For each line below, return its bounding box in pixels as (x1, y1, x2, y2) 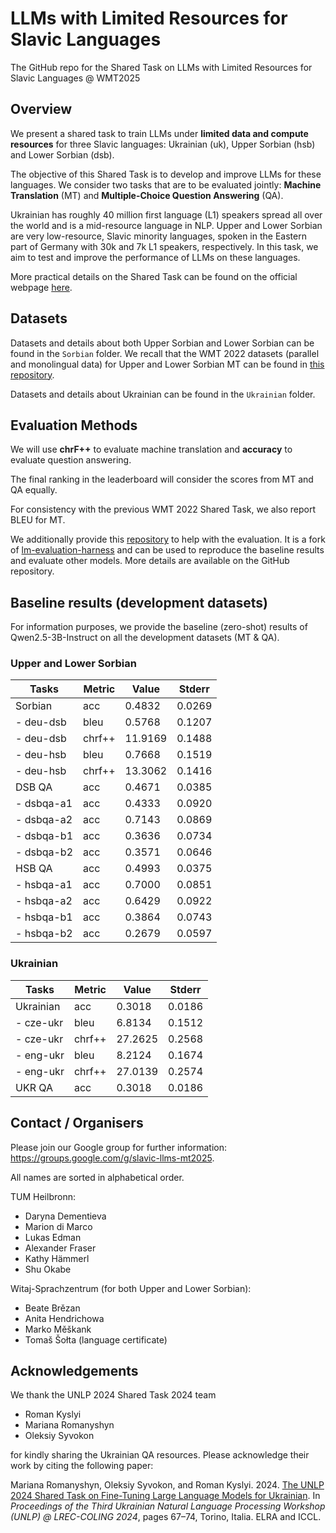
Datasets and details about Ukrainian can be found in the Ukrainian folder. (10, 388, 316, 400)
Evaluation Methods (10, 417, 138, 434)
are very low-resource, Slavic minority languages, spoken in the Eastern (10, 230, 307, 242)
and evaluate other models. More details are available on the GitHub (10, 555, 290, 567)
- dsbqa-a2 (15, 813, 73, 827)
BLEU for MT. (10, 514, 66, 526)
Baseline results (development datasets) (10, 594, 268, 611)
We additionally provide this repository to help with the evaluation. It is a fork (10, 533, 326, 546)
